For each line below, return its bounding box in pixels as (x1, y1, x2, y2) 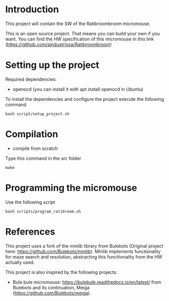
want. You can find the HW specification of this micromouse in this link (5, 36, 154, 42)
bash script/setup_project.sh (5, 111, 70, 116)
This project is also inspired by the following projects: (5, 269, 117, 275)
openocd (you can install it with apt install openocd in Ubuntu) (12, 86, 144, 92)
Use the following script (5, 199, 55, 205)
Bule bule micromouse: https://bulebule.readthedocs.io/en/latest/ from (12, 279, 162, 285)
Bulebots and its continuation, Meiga (12, 284, 90, 290)
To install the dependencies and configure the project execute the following (5, 96, 164, 102)
